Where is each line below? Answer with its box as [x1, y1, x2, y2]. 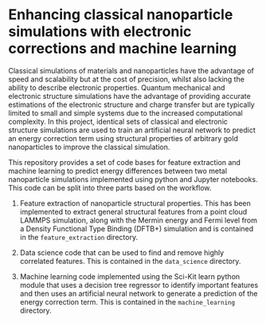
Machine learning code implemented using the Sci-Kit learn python [19, 271, 241, 281]
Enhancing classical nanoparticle [8, 6, 233, 24]
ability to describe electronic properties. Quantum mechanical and [8, 82, 225, 93]
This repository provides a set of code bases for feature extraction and [8, 157, 241, 167]
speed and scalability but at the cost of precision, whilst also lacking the [8, 74, 245, 84]
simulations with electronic [8, 22, 192, 41]
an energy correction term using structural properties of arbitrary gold [8, 133, 239, 143]
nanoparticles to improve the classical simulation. [8, 142, 170, 152]
